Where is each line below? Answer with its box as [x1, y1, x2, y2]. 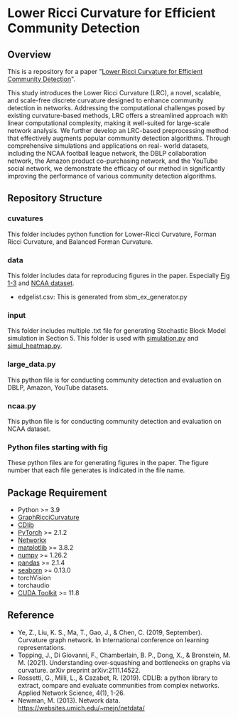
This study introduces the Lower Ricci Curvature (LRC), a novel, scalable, [7, 89, 222, 97]
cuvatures [7, 213, 44, 223]
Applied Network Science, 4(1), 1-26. [17, 688, 126, 697]
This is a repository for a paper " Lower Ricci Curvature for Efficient [7, 68, 203, 75]
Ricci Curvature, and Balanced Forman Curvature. [7, 237, 153, 246]
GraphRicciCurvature [17, 513, 80, 521]
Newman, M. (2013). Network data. [17, 696, 121, 705]
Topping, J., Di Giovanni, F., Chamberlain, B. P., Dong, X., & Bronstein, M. [17, 651, 231, 659]
